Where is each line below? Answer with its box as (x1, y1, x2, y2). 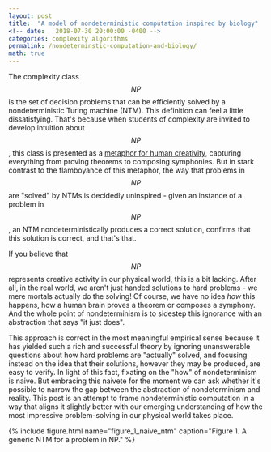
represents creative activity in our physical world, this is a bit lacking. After (8, 275, 257, 284)
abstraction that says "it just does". (8, 318, 125, 326)
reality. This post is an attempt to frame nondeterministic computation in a (8, 394, 255, 403)
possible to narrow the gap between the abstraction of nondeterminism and (8, 385, 260, 394)
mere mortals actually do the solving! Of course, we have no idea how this (8, 292, 256, 301)
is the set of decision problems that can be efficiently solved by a (8, 97, 227, 106)
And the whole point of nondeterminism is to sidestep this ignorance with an (8, 309, 263, 318)
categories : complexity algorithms (8, 34, 129, 43)
